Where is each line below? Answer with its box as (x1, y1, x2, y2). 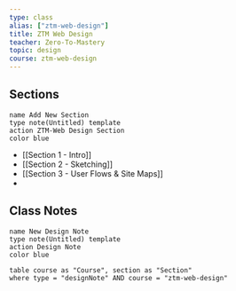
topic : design (9, 46, 62, 55)
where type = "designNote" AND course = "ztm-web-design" (9, 273, 228, 282)
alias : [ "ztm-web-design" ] (9, 21, 109, 30)
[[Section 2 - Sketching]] (21, 159, 114, 169)
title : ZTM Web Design (9, 29, 93, 38)
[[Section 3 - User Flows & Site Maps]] (21, 168, 163, 178)
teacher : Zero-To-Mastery (9, 37, 105, 47)
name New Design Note (9, 227, 90, 236)
